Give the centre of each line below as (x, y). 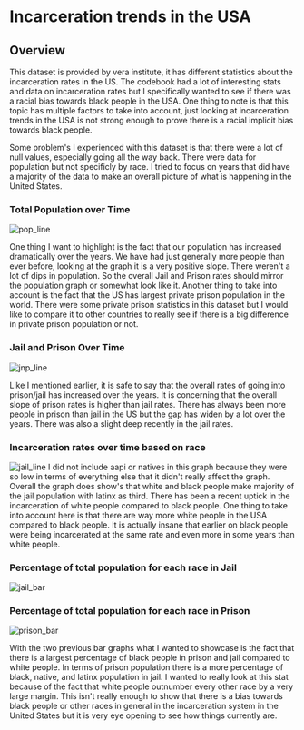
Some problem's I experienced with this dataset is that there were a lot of (147, 148)
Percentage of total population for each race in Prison (130, 611)
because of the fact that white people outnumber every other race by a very (152, 686)
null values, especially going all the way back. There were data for (133, 157)
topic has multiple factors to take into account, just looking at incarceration (149, 110)
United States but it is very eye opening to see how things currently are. (143, 715)
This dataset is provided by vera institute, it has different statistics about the (151, 72)
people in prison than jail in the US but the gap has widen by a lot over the (147, 414)
